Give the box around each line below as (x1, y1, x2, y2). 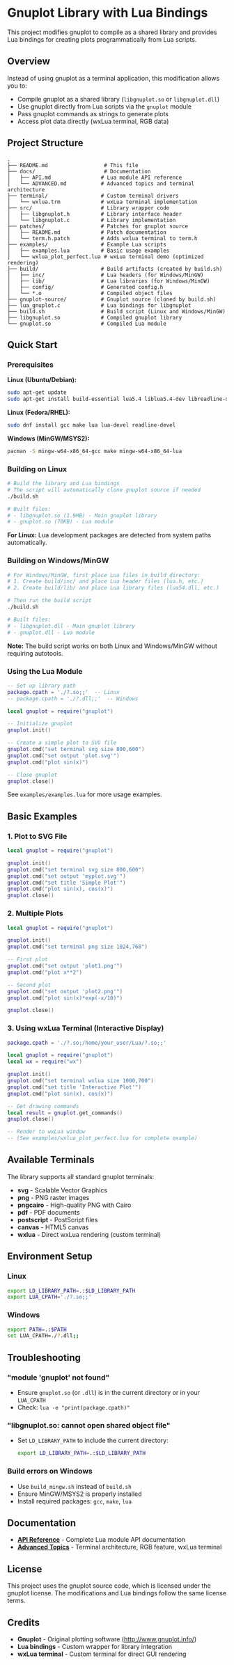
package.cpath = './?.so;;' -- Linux (7, 688, 120, 695)
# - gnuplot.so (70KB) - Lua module (7, 519, 114, 526)
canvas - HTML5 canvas (17, 1223, 89, 1231)
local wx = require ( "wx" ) (7, 1058, 82, 1066)
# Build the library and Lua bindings (7, 480, 120, 487)
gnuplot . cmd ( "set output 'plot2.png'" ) (7, 988, 123, 995)
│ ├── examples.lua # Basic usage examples (7, 247, 170, 254)
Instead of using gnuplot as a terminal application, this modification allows (7, 74, 220, 82)
